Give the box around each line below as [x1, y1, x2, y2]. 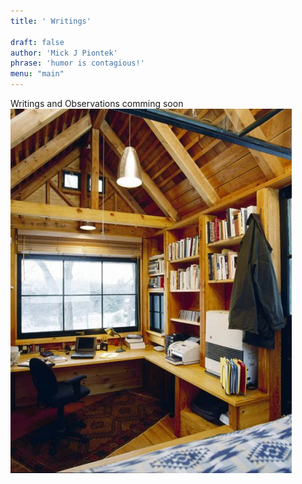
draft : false [10, 37, 65, 47]
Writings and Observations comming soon [10, 98, 184, 109]
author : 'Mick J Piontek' [10, 48, 118, 58]
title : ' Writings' [10, 16, 92, 26]
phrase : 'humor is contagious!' [10, 58, 145, 69]
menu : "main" [10, 69, 65, 79]
